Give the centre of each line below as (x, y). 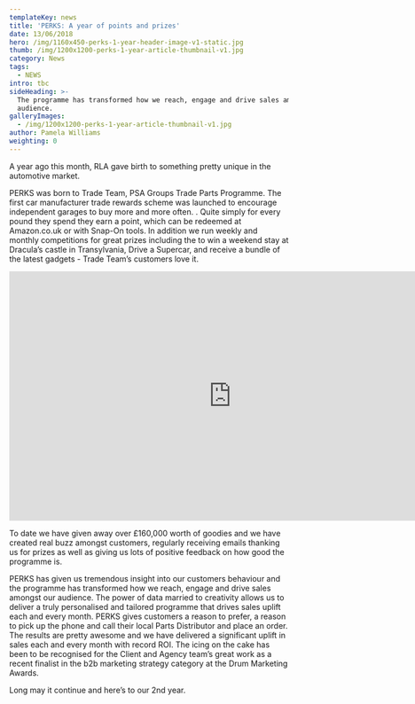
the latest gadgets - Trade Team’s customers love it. (104, 259)
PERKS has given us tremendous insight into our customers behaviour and (145, 578)
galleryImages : (37, 116)
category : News (37, 59)
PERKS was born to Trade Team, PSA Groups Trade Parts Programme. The (145, 192)
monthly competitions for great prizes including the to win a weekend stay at (149, 239)
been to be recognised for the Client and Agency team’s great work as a (141, 653)
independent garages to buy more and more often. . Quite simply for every (145, 211)
